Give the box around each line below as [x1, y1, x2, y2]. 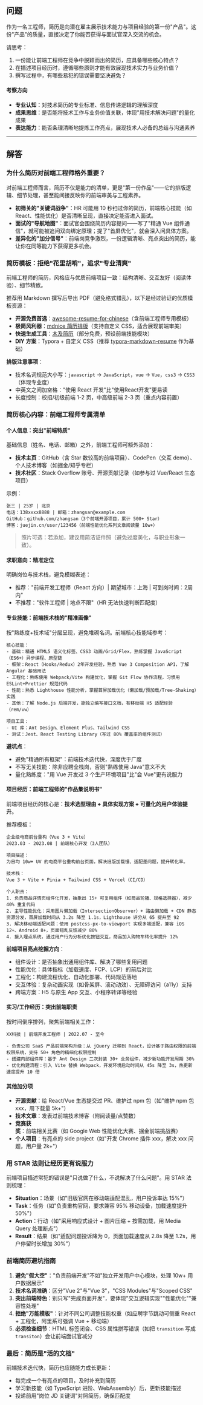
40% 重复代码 [6, 901, 36, 907]
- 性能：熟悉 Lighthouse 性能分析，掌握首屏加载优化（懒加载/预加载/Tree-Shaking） [6, 687, 197, 693]
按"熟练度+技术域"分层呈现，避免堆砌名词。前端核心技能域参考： [6, 629, 169, 636]
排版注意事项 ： [6, 358, 43, 365]
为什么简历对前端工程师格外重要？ [6, 169, 106, 177]
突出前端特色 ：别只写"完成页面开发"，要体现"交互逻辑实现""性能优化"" [14, 1295, 192, 1302]
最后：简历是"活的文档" [6, 1349, 76, 1358]
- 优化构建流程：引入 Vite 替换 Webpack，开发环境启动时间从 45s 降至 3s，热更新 [6, 1062, 193, 1068]
